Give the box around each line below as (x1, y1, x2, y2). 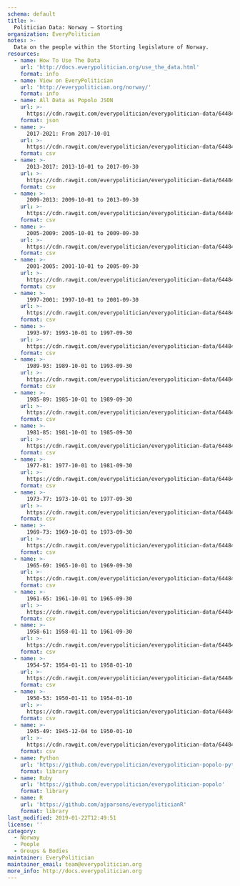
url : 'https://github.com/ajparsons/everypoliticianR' (20, 801, 187, 808)
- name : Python (14, 755, 59, 762)
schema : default (7, 10, 56, 18)
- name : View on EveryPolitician (14, 76, 114, 84)
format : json (20, 116, 59, 124)
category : (7, 827, 37, 835)
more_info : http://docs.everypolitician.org (7, 867, 142, 875)
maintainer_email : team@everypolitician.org (7, 860, 142, 868)
